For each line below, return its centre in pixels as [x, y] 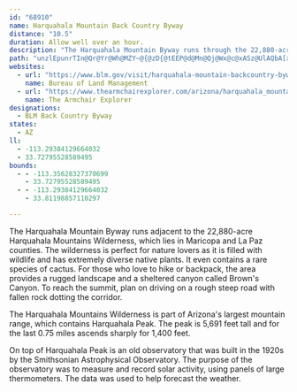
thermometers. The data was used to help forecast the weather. [125, 378]
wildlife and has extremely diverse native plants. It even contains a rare [138, 259]
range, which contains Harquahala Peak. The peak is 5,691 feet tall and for [145, 323]
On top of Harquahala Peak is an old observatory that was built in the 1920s [147, 350]
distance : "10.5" [41, 34]
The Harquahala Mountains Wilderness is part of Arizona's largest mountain [147, 314]
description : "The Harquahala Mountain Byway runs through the [128, 50]
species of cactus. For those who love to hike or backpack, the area [133, 269]
